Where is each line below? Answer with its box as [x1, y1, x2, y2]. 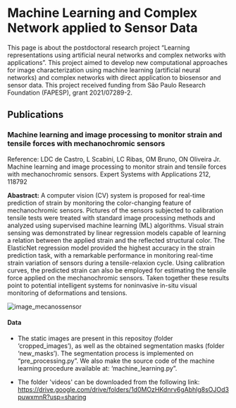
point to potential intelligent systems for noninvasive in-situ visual [7, 281, 197, 289]
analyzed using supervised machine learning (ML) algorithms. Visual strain [7, 221, 224, 229]
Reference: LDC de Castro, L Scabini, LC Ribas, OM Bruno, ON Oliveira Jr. [7, 155, 221, 163]
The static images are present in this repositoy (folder [17, 334, 173, 342]
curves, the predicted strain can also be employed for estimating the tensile [7, 266, 227, 275]
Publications [7, 109, 64, 121]
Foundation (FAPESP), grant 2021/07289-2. [7, 88, 132, 97]
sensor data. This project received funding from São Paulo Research [7, 80, 206, 89]
